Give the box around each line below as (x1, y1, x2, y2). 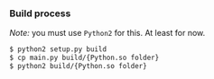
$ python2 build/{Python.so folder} (9, 62, 147, 71)
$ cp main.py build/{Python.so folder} (9, 53, 160, 63)
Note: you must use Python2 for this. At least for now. (9, 28, 206, 39)
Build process (9, 7, 71, 20)
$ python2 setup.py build (9, 45, 107, 54)
